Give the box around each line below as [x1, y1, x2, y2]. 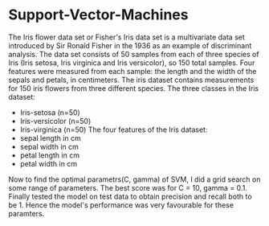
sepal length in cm [19, 133, 82, 142]
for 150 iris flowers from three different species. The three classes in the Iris [8, 83, 259, 93]
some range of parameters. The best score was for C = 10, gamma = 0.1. [8, 183, 247, 192]
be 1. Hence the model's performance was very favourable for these [8, 199, 234, 210]
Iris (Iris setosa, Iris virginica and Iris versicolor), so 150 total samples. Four [8, 58, 255, 68]
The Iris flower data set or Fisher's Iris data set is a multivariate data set [8, 32, 245, 42]
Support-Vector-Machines [8, 6, 189, 24]
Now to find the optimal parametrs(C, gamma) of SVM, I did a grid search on [8, 175, 261, 184]
